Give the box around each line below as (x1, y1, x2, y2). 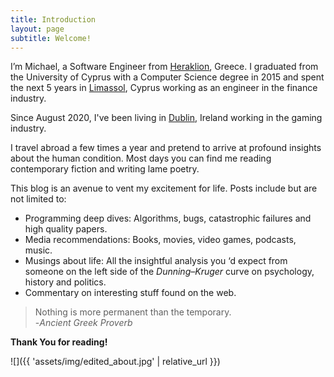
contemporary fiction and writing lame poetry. (10, 163, 200, 175)
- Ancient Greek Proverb (34, 317, 133, 329)
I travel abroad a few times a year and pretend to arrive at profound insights (10, 142, 322, 154)
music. (24, 244, 53, 256)
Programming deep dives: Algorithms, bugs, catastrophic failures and (24, 212, 312, 225)
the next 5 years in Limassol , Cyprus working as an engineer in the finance (10, 82, 318, 94)
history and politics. (24, 276, 107, 288)
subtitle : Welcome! (10, 33, 92, 43)
